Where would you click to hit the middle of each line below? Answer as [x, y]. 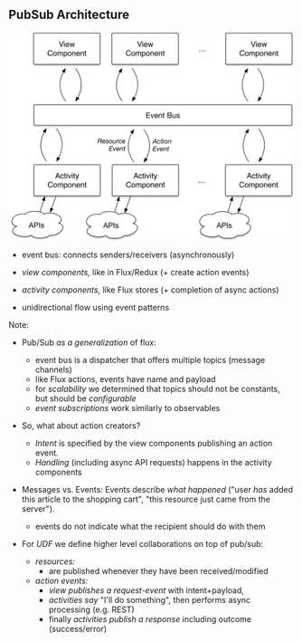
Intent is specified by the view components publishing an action [154, 443]
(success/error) [78, 628]
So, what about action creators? [81, 426]
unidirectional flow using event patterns [95, 307]
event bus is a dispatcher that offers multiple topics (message [150, 359]
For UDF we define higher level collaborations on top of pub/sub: [142, 543]
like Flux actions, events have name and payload [125, 378]
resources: [55, 561]
